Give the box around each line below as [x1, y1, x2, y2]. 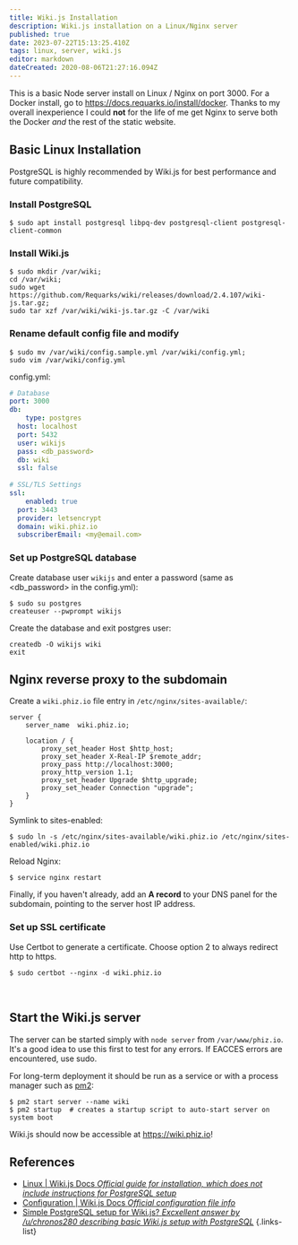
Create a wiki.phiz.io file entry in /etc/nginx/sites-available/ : [9, 696, 248, 707]
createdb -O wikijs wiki [9, 640, 102, 649]
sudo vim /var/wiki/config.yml [9, 355, 126, 364]
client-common [9, 226, 63, 235]
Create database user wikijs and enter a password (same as [9, 571, 234, 583]
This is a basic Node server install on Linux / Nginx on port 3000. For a [9, 87, 270, 99]
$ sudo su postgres [9, 598, 82, 608]
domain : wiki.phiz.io [17, 522, 98, 531]
